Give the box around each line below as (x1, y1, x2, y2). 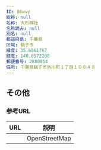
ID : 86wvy (6, 8, 31, 15)
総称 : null (6, 14, 31, 20)
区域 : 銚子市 (6, 42, 34, 48)
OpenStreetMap (26, 135, 71, 143)
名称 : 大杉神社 (6, 20, 39, 26)
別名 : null (6, 31, 31, 37)
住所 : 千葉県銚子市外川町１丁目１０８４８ (6, 64, 96, 70)
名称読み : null (6, 25, 40, 32)
